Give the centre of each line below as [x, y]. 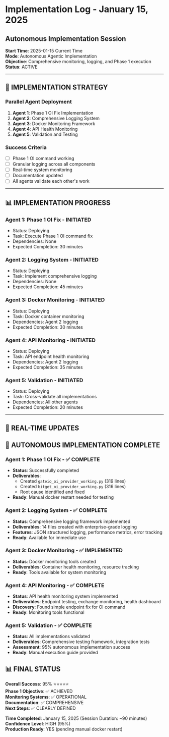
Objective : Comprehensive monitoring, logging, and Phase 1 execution [78, 61]
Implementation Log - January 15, [77, 9]
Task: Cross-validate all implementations [55, 397]
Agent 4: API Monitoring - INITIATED [51, 340]
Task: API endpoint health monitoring [51, 356]
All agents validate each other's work [51, 181]
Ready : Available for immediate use [49, 537]
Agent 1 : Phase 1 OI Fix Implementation [53, 113]
